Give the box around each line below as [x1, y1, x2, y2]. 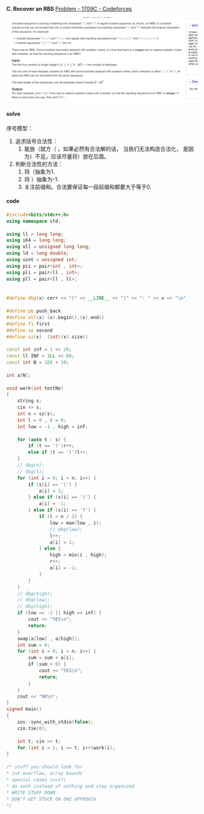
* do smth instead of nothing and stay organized [6, 783, 135, 789]
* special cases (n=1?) [6, 776, 67, 783]
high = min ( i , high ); [49, 552, 107, 558]
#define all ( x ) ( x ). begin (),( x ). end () [6, 314, 104, 320]
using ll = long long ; [6, 231, 64, 237]
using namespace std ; [6, 218, 61, 224]
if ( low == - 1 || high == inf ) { [17, 610, 102, 616]
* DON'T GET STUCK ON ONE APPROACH [6, 796, 97, 802]
